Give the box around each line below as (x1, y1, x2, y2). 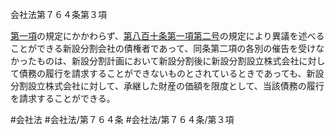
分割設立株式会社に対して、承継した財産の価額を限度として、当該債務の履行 (10, 80, 325, 92)
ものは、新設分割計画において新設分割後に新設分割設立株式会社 (36, 55, 300, 67)
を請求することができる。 (10, 93, 116, 104)
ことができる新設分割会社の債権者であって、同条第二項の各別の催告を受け (10, 43, 317, 54)
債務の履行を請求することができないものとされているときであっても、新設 (18, 68, 325, 79)
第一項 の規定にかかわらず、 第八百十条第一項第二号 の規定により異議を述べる (10, 30, 325, 42)
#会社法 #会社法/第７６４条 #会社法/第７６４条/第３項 (10, 114, 235, 125)
